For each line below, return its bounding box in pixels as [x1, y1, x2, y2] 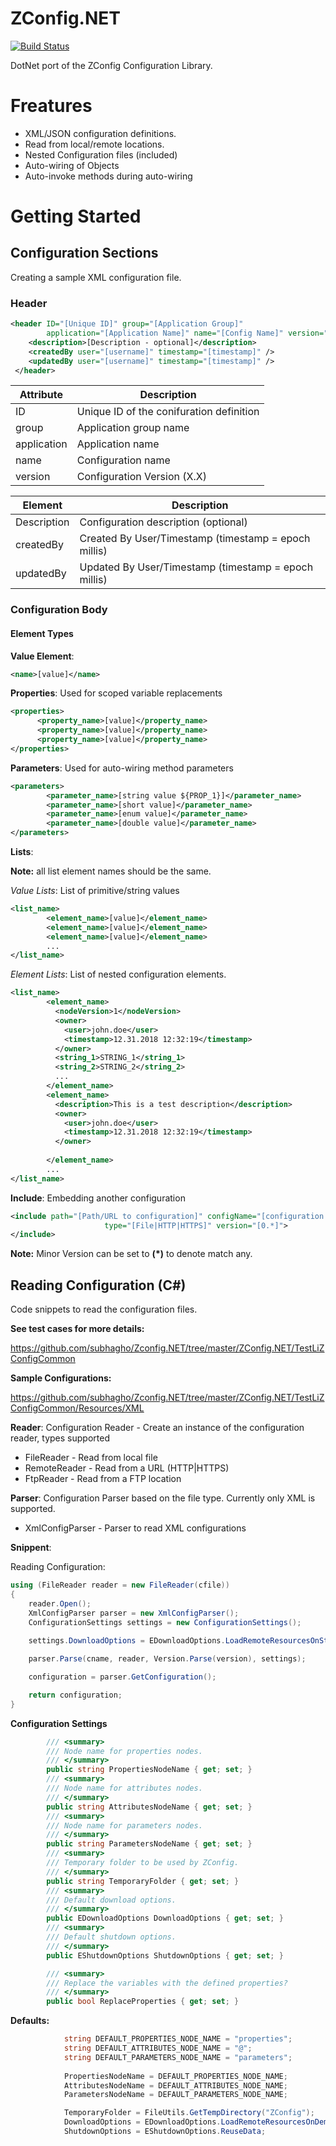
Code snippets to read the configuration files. [10, 1303, 198, 1316]
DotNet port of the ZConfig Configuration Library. [10, 59, 213, 71]
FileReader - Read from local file [24, 1452, 158, 1464]
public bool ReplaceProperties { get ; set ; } [46, 1997, 240, 2007]
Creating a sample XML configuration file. [10, 271, 182, 283]
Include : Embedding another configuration [10, 1192, 186, 1204]
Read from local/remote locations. [24, 138, 165, 150]
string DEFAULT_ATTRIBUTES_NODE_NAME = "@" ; [63, 2043, 253, 2054]
